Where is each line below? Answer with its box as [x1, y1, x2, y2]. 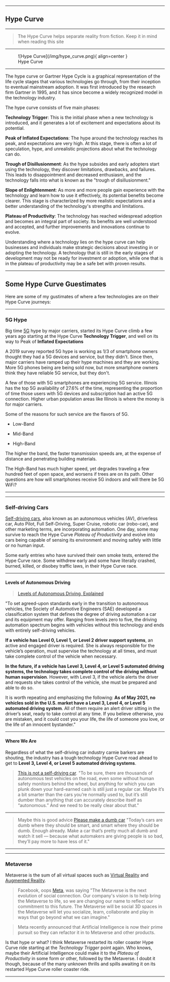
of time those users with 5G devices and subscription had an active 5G [5, 390, 153, 396]
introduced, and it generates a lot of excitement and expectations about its [5, 120, 161, 126]
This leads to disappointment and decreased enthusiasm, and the [5, 171, 142, 178]
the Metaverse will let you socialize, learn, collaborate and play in [17, 908, 154, 915]
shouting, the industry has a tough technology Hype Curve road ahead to [5, 754, 158, 761]
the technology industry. [5, 94, 56, 100]
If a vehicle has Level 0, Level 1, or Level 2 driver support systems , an [5, 637, 153, 643]
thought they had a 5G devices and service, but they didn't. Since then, [5, 354, 154, 360]
